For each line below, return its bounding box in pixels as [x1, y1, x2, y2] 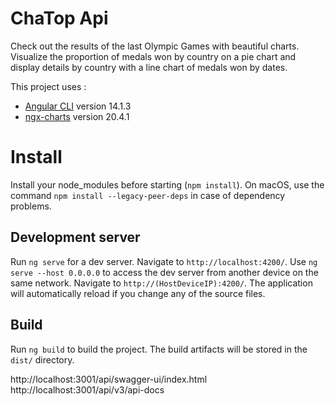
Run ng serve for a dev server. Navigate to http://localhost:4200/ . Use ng [10, 255, 318, 267]
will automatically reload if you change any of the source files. [10, 287, 266, 299]
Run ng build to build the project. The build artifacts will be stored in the [10, 343, 308, 355]
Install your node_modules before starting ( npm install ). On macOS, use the [10, 178, 325, 191]
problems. [10, 200, 52, 212]
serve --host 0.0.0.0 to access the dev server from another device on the [10, 266, 319, 278]
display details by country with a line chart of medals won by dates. [10, 61, 288, 73]
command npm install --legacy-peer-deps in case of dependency [10, 189, 286, 201]
